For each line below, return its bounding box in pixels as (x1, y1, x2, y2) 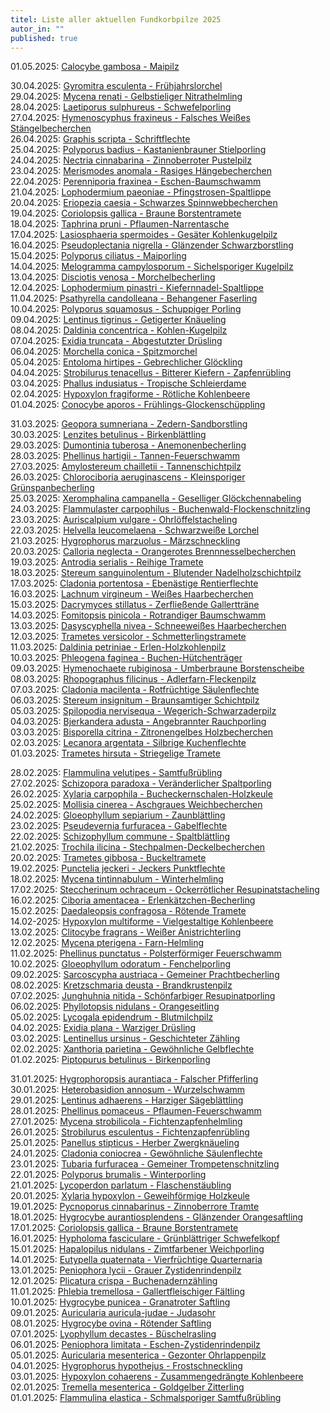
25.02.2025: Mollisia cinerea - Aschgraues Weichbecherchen (10, 799, 263, 811)
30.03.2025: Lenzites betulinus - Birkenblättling (10, 429, 207, 441)
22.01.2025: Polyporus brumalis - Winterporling (10, 1169, 207, 1181)
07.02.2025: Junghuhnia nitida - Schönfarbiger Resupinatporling (10, 990, 276, 1002)
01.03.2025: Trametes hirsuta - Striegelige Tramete (10, 747, 221, 760)
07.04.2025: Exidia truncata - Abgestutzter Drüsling (10, 335, 223, 347)
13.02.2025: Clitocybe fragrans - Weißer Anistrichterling (10, 926, 242, 938)
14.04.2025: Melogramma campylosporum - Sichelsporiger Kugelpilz (10, 261, 294, 273)
